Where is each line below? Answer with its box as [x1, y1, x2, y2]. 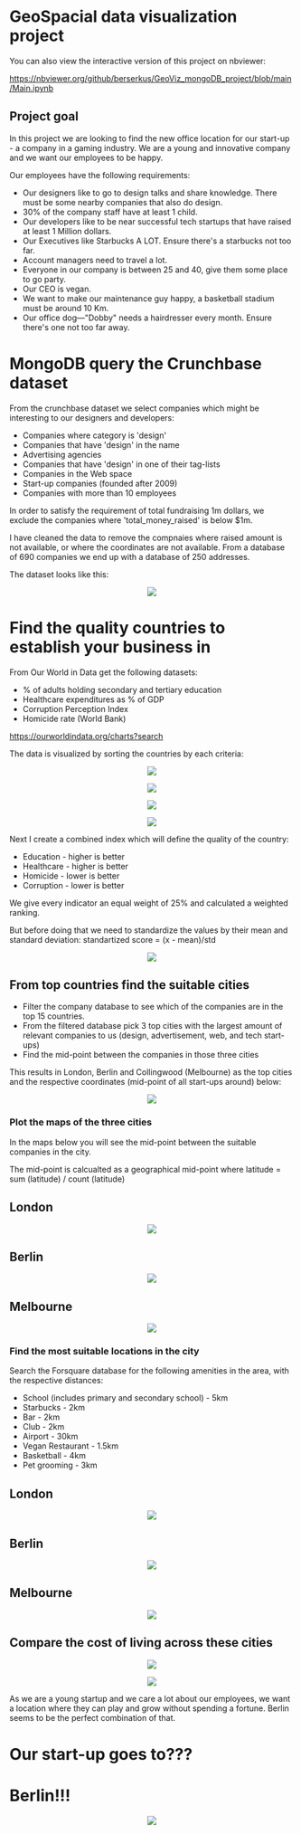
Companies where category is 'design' [22, 430, 167, 441]
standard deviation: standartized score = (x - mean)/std [9, 934, 217, 945]
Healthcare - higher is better [22, 860, 129, 871]
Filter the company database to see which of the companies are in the [22, 1002, 284, 1012]
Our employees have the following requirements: [9, 169, 191, 180]
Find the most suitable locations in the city [9, 1345, 200, 1358]
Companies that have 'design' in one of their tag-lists [22, 459, 221, 470]
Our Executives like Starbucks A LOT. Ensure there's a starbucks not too [22, 235, 292, 246]
